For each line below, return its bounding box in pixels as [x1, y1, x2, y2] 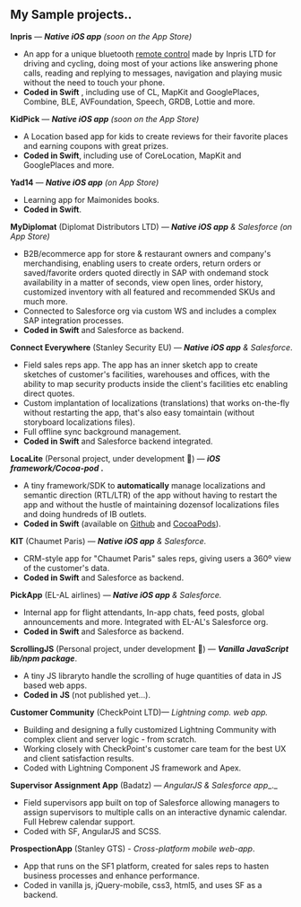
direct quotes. [22, 388, 75, 399]
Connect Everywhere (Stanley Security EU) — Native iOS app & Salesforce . [10, 341, 293, 353]
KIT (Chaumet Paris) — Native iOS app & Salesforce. [10, 535, 207, 546]
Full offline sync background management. [22, 426, 182, 436]
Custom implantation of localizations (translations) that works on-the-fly [22, 397, 290, 408]
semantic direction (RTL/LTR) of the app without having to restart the [22, 489, 278, 500]
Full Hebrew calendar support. [22, 816, 135, 827]
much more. [22, 295, 68, 306]
